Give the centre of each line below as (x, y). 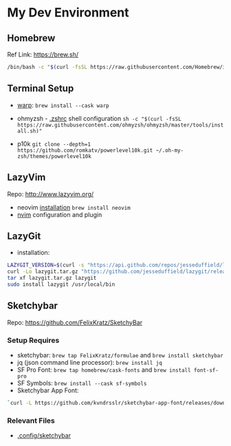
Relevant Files (31, 421)
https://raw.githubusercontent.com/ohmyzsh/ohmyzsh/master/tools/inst (120, 125)
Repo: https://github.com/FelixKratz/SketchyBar (75, 322)
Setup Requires (33, 340)
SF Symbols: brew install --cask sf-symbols (82, 383)
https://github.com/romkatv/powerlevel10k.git (85, 150)
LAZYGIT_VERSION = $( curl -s (46, 265)
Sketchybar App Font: (48, 390)
